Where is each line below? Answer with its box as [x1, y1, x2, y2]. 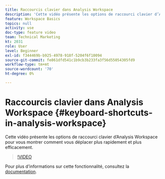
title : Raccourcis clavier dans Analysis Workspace [5, 7, 113, 12]
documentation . [5, 168, 37, 175]
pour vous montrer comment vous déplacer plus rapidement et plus [5, 139, 142, 145]
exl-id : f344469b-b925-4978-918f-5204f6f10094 [5, 53, 102, 58]
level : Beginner [5, 48, 38, 53]
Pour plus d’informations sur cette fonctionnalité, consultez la [5, 163, 129, 169]
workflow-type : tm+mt [5, 62, 50, 67]
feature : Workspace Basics [5, 16, 60, 21]
